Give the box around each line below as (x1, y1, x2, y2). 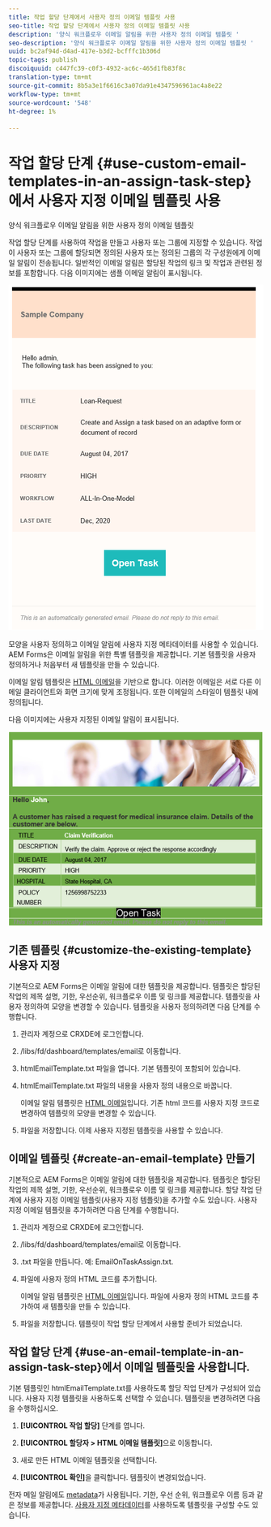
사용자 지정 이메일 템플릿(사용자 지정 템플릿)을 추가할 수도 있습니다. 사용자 (23, 1195, 257, 1205)
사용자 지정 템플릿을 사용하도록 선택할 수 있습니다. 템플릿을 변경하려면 (25, 1393, 246, 1404)
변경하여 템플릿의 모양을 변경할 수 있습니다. (19, 1108, 157, 1118)
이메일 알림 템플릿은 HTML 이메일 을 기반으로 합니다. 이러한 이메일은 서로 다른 (8, 677, 253, 687)
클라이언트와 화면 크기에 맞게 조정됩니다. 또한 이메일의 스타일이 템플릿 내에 (23, 687, 259, 697)
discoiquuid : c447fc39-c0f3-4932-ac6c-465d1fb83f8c (8, 65, 186, 73)
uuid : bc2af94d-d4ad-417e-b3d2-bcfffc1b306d (8, 47, 161, 56)
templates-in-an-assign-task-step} (8, 172, 252, 191)
